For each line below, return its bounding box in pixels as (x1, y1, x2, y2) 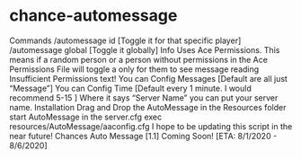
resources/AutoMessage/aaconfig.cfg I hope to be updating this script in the (9, 120, 293, 131)
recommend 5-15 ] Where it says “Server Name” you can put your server (9, 92, 279, 103)
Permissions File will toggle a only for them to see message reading (9, 64, 260, 75)
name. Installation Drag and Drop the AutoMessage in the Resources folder (9, 102, 287, 112)
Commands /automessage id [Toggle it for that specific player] (9, 35, 242, 46)
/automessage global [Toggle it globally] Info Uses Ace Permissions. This (9, 44, 280, 55)
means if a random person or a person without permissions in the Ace (9, 54, 268, 65)
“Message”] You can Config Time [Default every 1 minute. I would (9, 83, 252, 93)
